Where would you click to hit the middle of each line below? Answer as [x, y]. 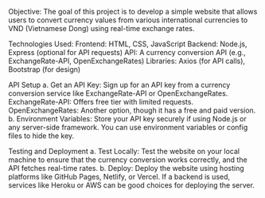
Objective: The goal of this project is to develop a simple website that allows [133, 12]
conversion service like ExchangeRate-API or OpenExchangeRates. [118, 93]
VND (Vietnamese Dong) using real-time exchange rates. [101, 28]
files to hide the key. [41, 136]
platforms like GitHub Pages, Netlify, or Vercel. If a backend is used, [119, 176]
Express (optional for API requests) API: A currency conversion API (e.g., [127, 52]
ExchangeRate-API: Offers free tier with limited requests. [101, 102]
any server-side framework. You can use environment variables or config [128, 127]
